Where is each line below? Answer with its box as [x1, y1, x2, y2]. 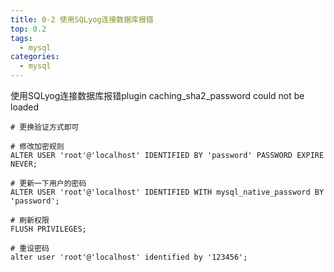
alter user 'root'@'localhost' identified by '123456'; [10, 252, 248, 262]
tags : [10, 33, 33, 43]
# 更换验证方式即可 [10, 122, 80, 132]
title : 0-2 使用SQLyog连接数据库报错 [10, 14, 154, 25]
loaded [10, 101, 40, 113]
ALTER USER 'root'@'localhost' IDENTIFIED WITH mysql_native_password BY [10, 187, 325, 197]
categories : [10, 52, 60, 62]
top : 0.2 [10, 24, 47, 34]
